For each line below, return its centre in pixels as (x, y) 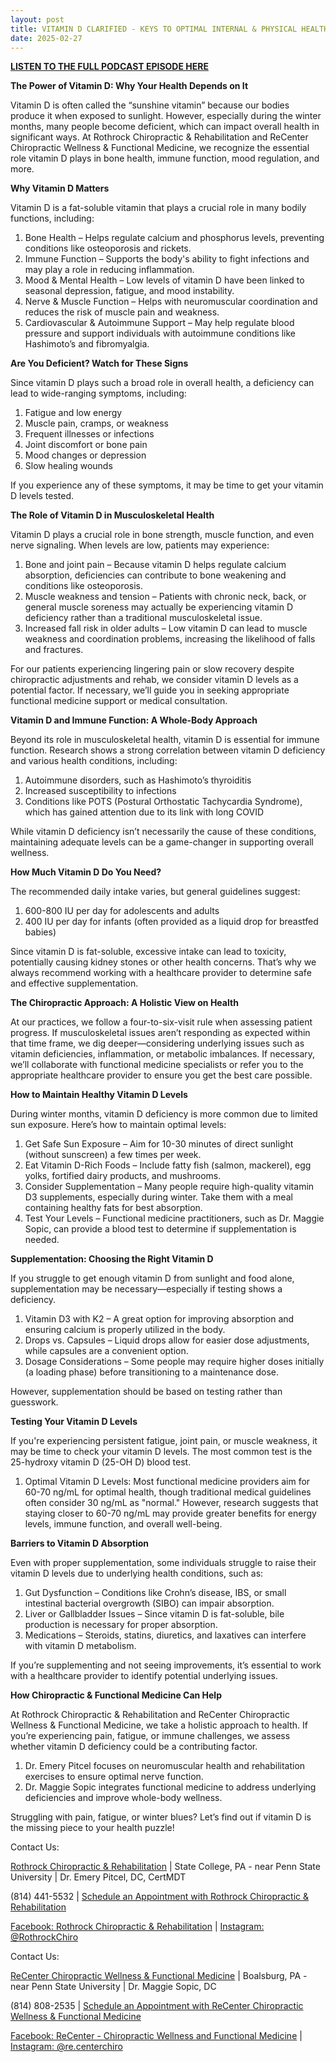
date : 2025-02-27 (46, 38)
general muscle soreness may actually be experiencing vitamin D (158, 607)
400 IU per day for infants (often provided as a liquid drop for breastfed (171, 922)
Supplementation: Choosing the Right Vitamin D (112, 1259)
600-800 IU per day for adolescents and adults (122, 911)
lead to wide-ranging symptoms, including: (98, 393)
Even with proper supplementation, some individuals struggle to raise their (163, 1563)
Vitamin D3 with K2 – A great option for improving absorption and (159, 1319)
